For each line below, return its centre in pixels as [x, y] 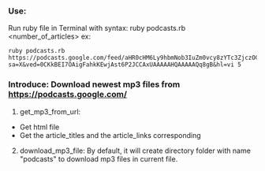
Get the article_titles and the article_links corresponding [110, 135]
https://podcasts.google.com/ [68, 95]
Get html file [39, 127]
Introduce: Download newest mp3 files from [94, 84]
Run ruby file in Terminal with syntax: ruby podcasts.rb [97, 28]
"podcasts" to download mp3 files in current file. [99, 158]
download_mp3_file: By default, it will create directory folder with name [135, 151]
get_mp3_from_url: [50, 111]
